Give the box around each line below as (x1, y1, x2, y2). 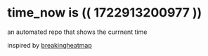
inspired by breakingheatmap (7, 41, 93, 49)
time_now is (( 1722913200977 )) (7, 5, 202, 21)
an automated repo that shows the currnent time (7, 28, 148, 36)
